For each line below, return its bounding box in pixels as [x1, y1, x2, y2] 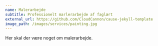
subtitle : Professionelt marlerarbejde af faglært [5, 12, 113, 17]
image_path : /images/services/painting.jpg [5, 21, 97, 26]
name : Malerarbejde [5, 7, 46, 12]
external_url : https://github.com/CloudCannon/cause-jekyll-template [5, 16, 153, 21]
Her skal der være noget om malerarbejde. [5, 35, 93, 41]
